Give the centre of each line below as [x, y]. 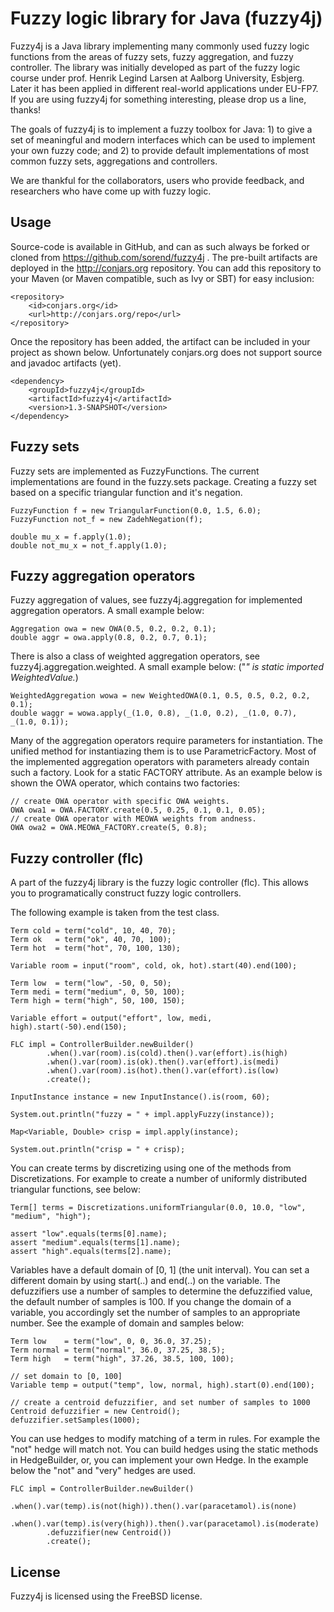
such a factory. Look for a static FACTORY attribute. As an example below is [166, 773]
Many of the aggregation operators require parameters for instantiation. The [166, 741]
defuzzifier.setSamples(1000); [75, 1420]
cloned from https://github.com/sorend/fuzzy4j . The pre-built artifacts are [164, 257]
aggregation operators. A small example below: [107, 611]
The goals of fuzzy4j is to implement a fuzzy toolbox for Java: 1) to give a [161, 129]
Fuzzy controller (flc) [77, 858]
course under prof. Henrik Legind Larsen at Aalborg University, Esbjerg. [157, 78]
